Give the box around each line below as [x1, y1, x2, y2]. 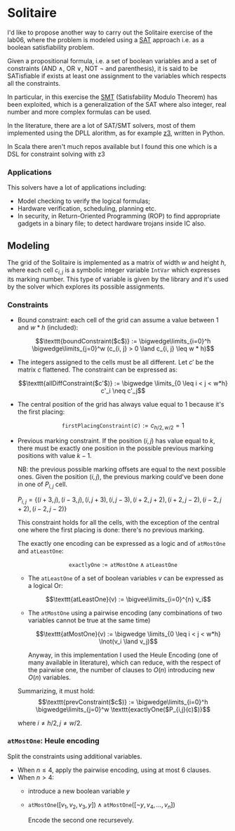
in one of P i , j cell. [17, 480, 68, 490]
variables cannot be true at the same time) [27, 616, 151, 624]
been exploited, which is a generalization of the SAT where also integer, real [7, 100, 227, 108]
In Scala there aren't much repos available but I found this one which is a [7, 142, 217, 150]
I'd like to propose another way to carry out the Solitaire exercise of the [7, 28, 213, 37]
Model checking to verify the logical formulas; [17, 197, 151, 205]
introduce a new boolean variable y [27, 787, 130, 795]
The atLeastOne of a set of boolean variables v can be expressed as [27, 574, 224, 582]
